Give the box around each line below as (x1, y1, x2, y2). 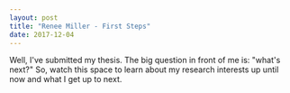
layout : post (9, 13, 59, 23)
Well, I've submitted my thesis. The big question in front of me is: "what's (9, 55, 281, 66)
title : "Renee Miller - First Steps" (9, 22, 151, 31)
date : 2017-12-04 (9, 30, 75, 39)
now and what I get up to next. (9, 74, 122, 85)
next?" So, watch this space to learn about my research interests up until (9, 64, 279, 75)
